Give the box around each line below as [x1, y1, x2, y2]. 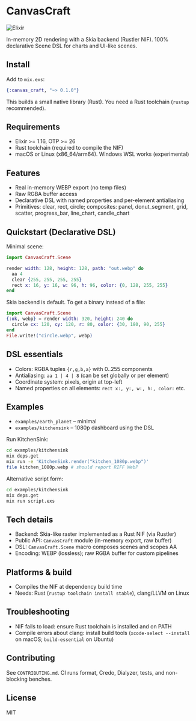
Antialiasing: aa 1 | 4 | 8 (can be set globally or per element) [14, 372, 170, 379]
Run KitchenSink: [6, 436, 49, 443]
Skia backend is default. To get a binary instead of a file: [6, 299, 145, 306]
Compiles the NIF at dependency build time [14, 583, 123, 591]
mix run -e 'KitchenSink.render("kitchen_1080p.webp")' [6, 459, 149, 465]
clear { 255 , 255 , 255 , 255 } [11, 277, 82, 283]
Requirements [6, 122, 60, 132]
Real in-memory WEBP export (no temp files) [14, 184, 126, 191]
